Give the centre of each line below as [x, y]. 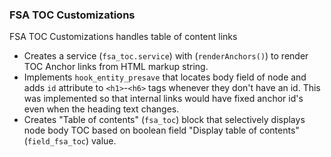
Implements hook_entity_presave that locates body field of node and [165, 77]
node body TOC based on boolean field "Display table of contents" [161, 130]
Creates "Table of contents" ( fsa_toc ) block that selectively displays [164, 120]
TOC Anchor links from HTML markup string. [116, 67]
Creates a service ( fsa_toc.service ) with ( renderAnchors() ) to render [166, 56]
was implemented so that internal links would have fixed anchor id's [163, 99]
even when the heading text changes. [101, 109]
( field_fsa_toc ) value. [70, 141]
